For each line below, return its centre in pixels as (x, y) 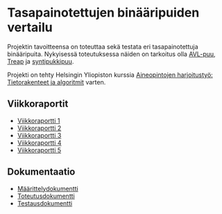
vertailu (30, 27)
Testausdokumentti (45, 203)
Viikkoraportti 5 (39, 150)
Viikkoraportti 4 (39, 143)
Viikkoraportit (38, 104)
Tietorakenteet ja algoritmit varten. (57, 82)
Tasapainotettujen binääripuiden (103, 13)
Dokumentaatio (41, 172)
